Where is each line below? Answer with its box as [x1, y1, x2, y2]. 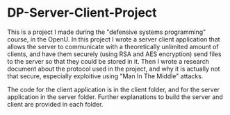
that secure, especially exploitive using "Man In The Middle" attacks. [7, 71, 204, 80]
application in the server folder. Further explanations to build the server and [7, 92, 224, 101]
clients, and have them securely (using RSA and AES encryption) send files [7, 50, 222, 58]
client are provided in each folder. [7, 100, 104, 108]
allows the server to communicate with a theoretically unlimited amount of [7, 42, 219, 51]
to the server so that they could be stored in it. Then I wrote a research [7, 57, 210, 65]
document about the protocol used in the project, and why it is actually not [7, 64, 220, 73]
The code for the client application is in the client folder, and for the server [7, 85, 220, 94]
